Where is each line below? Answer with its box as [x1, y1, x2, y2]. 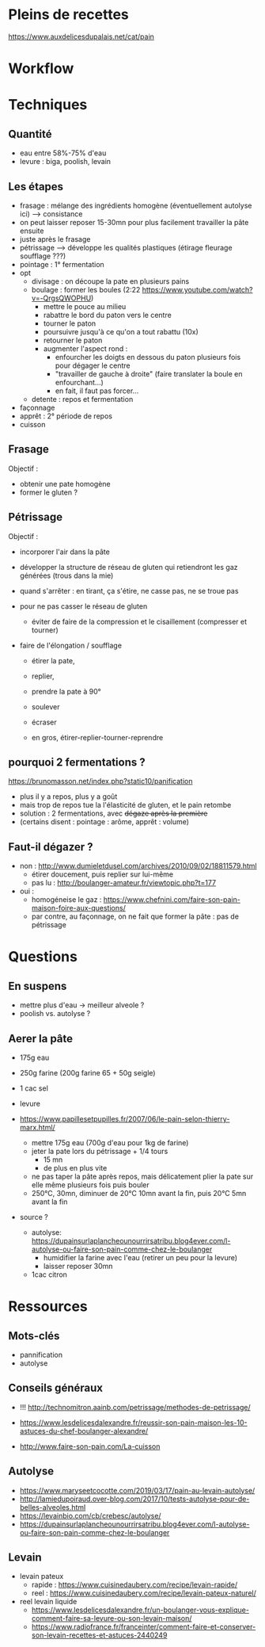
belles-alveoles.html [19, 1502, 86, 1511]
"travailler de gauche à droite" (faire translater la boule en [55, 369, 243, 378]
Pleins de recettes [8, 6, 129, 24]
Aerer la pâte [8, 1032, 74, 1045]
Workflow [8, 59, 74, 78]
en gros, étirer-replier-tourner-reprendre [31, 732, 164, 742]
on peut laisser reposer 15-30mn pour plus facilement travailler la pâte [19, 217, 249, 227]
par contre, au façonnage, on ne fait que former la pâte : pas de [31, 911, 240, 921]
